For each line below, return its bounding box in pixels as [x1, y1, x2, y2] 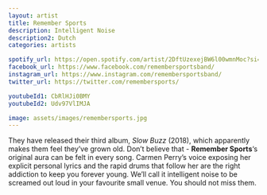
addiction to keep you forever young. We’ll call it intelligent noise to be [8, 170, 238, 179]
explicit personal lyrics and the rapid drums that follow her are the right [8, 161, 241, 171]
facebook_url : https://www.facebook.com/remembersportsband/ [8, 63, 215, 72]
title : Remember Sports [8, 19, 87, 27]
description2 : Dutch [8, 33, 77, 42]
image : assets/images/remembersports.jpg [8, 114, 148, 122]
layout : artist [8, 11, 59, 20]
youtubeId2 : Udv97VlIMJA [8, 99, 91, 107]
